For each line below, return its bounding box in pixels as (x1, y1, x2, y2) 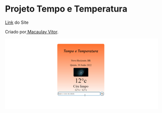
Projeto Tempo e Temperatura (5, 3, 128, 15)
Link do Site (5, 19, 29, 25)
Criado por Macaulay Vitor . (5, 29, 59, 34)
